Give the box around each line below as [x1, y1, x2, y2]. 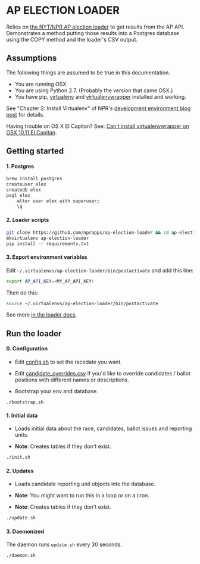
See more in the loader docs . [6, 311, 77, 318]
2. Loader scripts [6, 217, 49, 224]
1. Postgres [6, 162, 35, 170]
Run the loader [6, 328, 62, 339]
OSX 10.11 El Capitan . [6, 129, 57, 136]
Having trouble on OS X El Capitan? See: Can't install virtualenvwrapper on [6, 123, 189, 130]
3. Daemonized [6, 528, 45, 535]
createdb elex [6, 187, 42, 193]
